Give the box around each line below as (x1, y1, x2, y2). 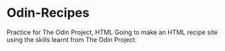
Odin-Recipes (6, 5, 90, 21)
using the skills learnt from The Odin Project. (6, 35, 137, 43)
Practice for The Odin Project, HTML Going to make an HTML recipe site (6, 28, 218, 36)
